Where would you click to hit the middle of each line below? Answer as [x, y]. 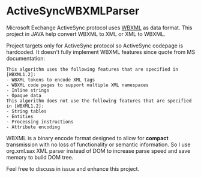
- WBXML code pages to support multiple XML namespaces [77, 85]
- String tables [26, 111]
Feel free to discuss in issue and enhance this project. [73, 168]
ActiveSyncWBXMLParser [73, 11]
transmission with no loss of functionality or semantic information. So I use [98, 144]
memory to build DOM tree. [40, 157]
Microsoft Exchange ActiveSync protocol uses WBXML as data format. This [99, 28]
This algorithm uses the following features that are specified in [92, 69]
